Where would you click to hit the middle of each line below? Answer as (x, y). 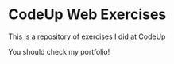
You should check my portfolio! (59, 51)
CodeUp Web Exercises (87, 15)
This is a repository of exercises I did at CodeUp (87, 36)
